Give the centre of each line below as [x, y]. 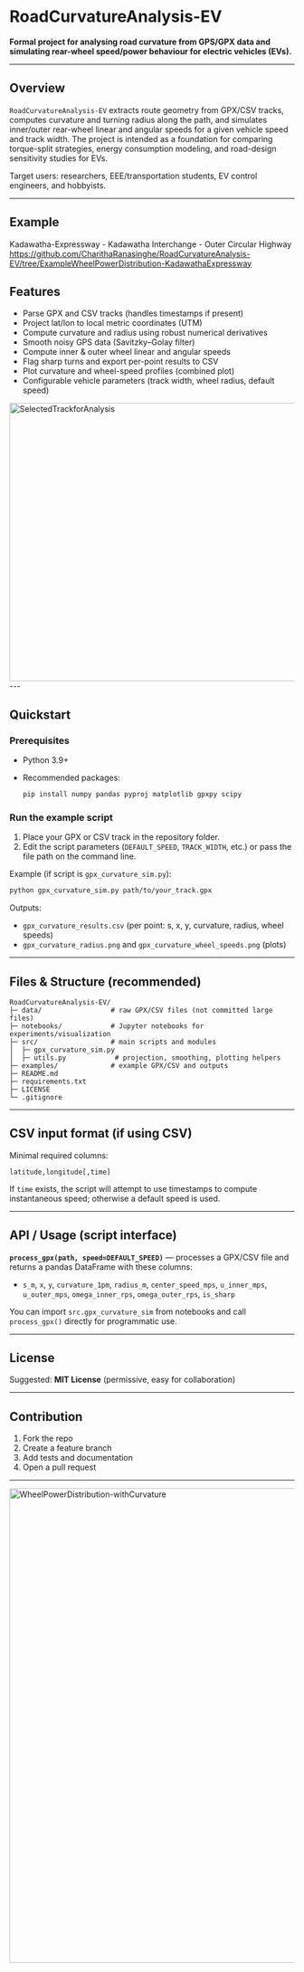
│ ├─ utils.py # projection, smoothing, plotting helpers [145, 1057]
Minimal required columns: [59, 1155]
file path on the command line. [79, 856]
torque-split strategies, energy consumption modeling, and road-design [143, 148]
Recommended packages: [71, 778]
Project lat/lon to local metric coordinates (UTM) [112, 323]
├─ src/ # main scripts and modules [113, 1042]
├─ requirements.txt [48, 1081]
